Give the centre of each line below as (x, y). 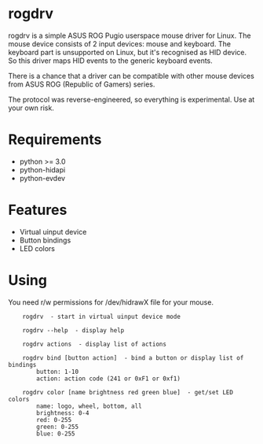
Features (38, 210)
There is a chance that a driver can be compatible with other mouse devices (131, 76)
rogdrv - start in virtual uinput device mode (101, 316)
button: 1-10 (58, 372)
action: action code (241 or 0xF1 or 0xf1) (108, 379)
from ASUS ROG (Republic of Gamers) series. (82, 84)
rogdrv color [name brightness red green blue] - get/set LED (128, 392)
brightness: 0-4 (63, 413)
